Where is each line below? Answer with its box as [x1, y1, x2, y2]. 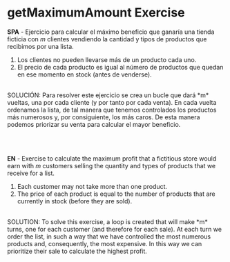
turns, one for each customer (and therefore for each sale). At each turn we [7, 225, 222, 233]
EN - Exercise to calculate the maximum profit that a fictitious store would [7, 154, 217, 163]
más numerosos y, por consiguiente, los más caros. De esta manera [7, 112, 200, 121]
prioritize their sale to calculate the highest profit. [7, 247, 147, 255]
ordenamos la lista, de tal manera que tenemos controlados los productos [7, 105, 217, 114]
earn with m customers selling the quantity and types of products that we [7, 161, 216, 170]
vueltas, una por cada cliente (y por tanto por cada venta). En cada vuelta [7, 98, 217, 106]
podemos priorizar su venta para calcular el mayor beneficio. [7, 120, 181, 128]
